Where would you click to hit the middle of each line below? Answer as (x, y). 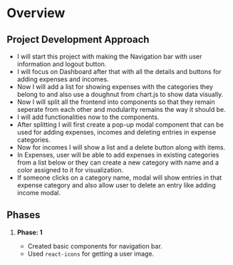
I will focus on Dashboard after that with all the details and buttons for (119, 72)
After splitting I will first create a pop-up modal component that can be (120, 125)
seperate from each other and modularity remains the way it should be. (121, 109)
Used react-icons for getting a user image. (91, 254)
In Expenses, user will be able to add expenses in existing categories (118, 155)
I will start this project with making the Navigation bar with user (109, 56)
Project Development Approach (78, 40)
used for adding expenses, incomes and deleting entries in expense (116, 132)
